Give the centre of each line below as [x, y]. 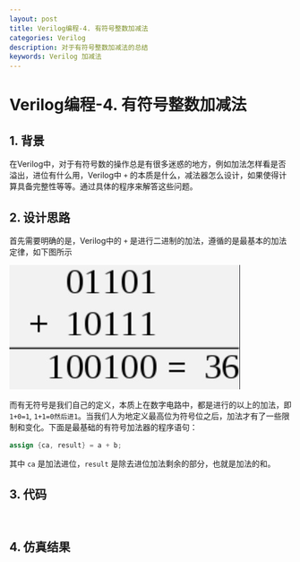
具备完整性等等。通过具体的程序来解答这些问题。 [107, 186]
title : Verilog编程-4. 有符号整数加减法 [79, 28]
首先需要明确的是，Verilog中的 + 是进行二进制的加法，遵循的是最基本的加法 [148, 240]
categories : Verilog [48, 38]
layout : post [34, 19]
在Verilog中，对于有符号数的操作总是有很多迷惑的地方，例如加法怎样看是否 [148, 164]
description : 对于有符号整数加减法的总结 [79, 48]
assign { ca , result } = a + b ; [66, 445]
